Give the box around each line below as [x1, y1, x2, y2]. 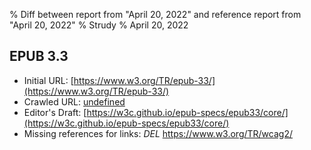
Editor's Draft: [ [23, 106, 87, 118]
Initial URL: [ [23, 74, 74, 86]
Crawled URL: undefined [23, 95, 126, 108]
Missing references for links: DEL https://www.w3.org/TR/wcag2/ [23, 127, 293, 139]
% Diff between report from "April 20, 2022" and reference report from [9, 9, 302, 20]
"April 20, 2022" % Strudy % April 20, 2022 [9, 19, 189, 31]
